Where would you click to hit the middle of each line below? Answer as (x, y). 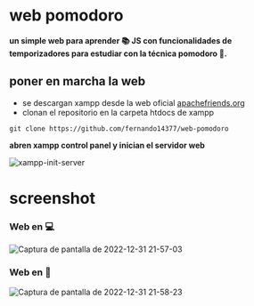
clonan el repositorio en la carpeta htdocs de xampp (118, 112)
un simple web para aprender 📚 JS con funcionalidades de (121, 40)
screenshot (53, 198)
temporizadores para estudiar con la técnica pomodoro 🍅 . (118, 53)
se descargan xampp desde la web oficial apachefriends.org (133, 102)
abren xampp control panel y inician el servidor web (107, 145)
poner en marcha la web (77, 81)
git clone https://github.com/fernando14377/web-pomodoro (119, 129)
